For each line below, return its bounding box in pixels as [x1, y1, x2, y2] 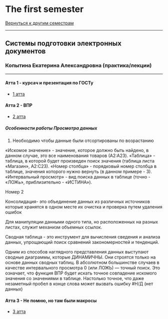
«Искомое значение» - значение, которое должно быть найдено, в [5, 147, 149, 153]
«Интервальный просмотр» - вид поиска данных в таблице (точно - [5, 174, 151, 179]
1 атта [12, 91, 25, 97]
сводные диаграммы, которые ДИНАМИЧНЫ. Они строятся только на [5, 254, 156, 260]
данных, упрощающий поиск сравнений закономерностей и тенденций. [5, 239, 159, 245]
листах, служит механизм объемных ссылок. [5, 224, 102, 230]
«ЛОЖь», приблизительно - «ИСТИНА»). [5, 179, 92, 185]
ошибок [5, 209, 22, 215]
